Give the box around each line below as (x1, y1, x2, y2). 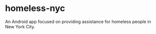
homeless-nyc (5, 3, 65, 14)
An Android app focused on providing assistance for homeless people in (5, 19, 151, 24)
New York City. (5, 23, 35, 29)
